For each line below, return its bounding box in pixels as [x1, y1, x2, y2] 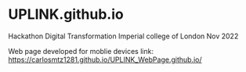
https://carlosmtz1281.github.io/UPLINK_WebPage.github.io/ [8, 55, 202, 64]
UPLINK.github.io [8, 5, 124, 23]
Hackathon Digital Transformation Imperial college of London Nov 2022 [8, 31, 239, 41]
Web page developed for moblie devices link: [8, 46, 154, 56]
